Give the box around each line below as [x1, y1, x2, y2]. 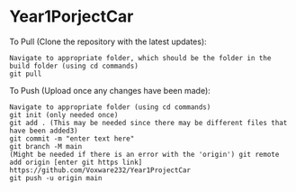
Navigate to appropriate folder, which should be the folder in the [9, 53, 272, 62]
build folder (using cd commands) [9, 61, 139, 70]
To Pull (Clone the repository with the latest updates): [9, 36, 207, 47]
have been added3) [9, 126, 78, 135]
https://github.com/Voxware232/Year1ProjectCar [9, 165, 192, 175]
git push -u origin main [9, 173, 103, 182]
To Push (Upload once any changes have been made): [9, 85, 211, 96]
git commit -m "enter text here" [9, 133, 135, 143]
